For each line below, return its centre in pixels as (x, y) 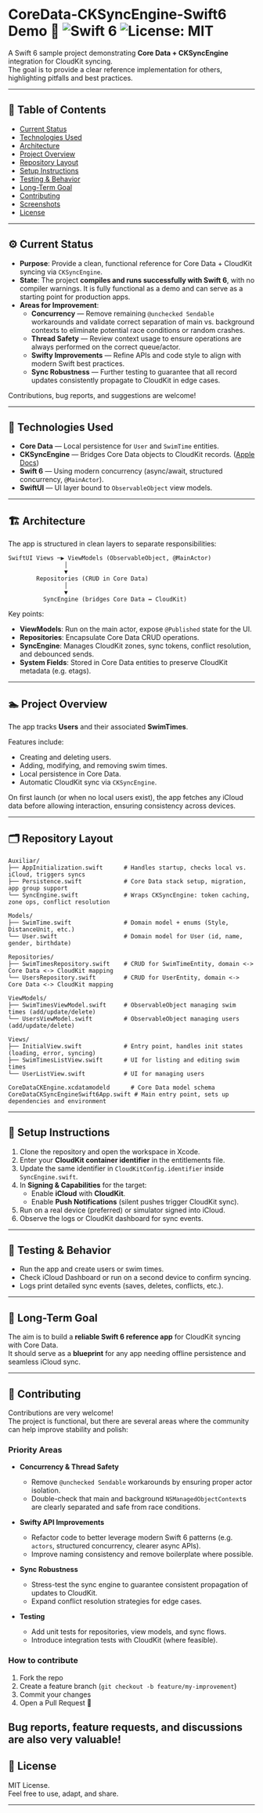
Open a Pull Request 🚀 (56, 1702)
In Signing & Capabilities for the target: (83, 1185)
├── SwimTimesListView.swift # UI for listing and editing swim (124, 1060)
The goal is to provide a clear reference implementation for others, (115, 69)
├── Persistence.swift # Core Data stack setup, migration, (127, 881)
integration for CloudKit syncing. (61, 61)
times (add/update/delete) (52, 1012)
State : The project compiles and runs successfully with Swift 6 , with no (137, 280)
